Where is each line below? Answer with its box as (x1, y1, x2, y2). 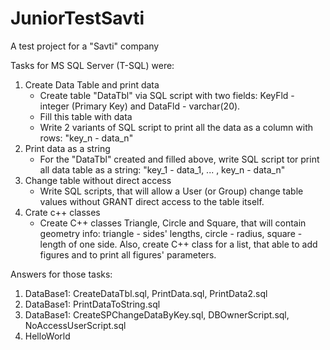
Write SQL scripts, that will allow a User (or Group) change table (39, 185, 304, 197)
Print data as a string (24, 142, 111, 154)
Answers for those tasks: (10, 268, 113, 280)
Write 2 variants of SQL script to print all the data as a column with (39, 121, 313, 133)
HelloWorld (24, 330, 71, 342)
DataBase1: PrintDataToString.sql (24, 298, 161, 310)
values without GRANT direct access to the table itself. (39, 195, 265, 207)
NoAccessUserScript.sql (24, 319, 127, 331)
